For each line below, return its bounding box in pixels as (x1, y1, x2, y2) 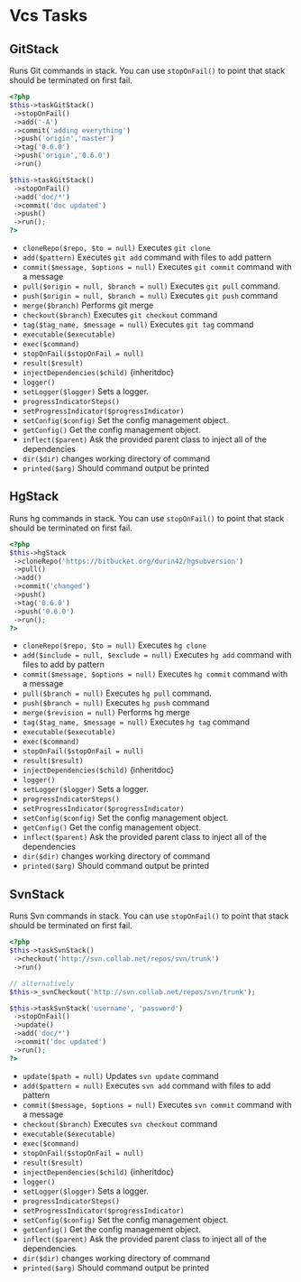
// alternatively (9, 979, 75, 988)
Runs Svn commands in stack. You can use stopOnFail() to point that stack (9, 910, 289, 921)
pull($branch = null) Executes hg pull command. (22, 687, 212, 699)
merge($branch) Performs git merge (22, 300, 154, 310)
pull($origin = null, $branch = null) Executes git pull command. (22, 281, 281, 291)
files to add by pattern (22, 659, 105, 670)
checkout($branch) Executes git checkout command (22, 309, 218, 320)
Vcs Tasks (9, 5, 88, 26)
